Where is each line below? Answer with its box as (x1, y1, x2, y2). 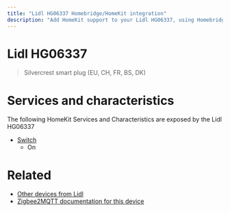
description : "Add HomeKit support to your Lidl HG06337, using (7, 16, 194, 23)
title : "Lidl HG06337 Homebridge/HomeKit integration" (7, 10, 167, 17)
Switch (16, 136, 37, 144)
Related (7, 167, 51, 182)
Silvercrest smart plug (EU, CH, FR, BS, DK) (23, 69, 146, 77)
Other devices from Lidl (16, 190, 84, 198)
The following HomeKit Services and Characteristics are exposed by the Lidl (7, 115, 222, 123)
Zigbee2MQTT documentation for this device (16, 197, 144, 206)
